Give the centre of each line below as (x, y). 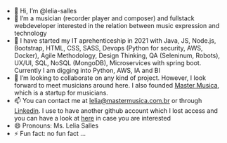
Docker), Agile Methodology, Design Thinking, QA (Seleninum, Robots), (117, 55)
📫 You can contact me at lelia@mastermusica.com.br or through (108, 101)
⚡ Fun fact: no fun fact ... (50, 134)
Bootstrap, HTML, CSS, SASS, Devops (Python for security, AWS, (108, 48)
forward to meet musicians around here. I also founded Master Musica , (117, 85)
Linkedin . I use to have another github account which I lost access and (116, 111)
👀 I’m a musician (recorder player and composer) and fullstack (104, 18)
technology (30, 33)
